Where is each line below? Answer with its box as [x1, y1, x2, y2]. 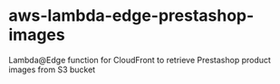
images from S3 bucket [8, 64, 96, 75]
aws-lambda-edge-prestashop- [8, 5, 255, 26]
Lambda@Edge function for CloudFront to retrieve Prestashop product [8, 54, 271, 65]
